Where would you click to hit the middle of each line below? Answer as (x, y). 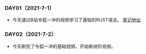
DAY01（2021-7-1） (30, 8)
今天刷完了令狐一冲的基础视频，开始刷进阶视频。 (64, 46)
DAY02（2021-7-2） (31, 34)
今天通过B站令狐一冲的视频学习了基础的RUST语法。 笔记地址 (77, 20)
